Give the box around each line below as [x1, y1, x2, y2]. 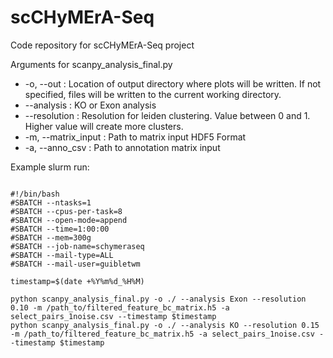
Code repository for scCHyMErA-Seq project [10, 39, 195, 51]
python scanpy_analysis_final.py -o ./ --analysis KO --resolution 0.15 [10, 320, 320, 330]
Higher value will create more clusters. [24, 120, 184, 132]
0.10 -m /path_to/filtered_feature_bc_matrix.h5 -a [10, 302, 230, 313]
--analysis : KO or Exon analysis [24, 99, 157, 111]
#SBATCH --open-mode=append [10, 215, 128, 225]
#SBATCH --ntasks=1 [10, 197, 92, 208]
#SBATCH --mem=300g [10, 232, 92, 243]
